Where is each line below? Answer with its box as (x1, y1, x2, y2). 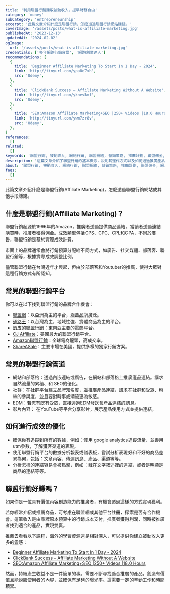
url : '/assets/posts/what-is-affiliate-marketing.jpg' (10, 45, 128, 50)
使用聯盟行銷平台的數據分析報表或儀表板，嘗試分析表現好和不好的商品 (12, 449, 159, 455)
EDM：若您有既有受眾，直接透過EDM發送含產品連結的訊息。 (12, 400, 139, 406)
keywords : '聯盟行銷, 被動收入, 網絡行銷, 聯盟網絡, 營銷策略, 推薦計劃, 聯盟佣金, (5, 153, 165, 159)
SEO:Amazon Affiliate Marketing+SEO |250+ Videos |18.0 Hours (12, 560, 146, 566)
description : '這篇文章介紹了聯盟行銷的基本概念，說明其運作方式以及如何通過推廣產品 (5, 158, 165, 163)
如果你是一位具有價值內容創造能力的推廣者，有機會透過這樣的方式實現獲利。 (5, 499, 165, 505)
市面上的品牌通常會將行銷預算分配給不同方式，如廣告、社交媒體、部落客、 (5, 247, 160, 253)
